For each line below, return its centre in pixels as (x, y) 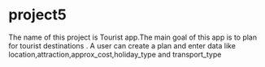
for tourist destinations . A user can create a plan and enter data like (122, 45)
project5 (37, 15)
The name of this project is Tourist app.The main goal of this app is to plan (133, 37)
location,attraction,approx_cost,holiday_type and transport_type (115, 54)
